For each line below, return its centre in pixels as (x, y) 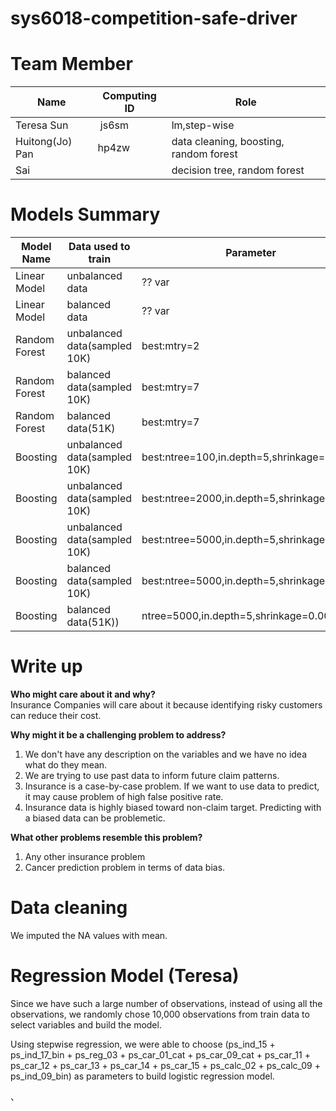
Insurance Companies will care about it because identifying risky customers (166, 705)
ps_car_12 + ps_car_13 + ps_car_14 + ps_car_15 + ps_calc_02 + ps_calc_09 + (165, 1065)
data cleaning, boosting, (228, 142)
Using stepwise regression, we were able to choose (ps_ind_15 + (143, 1044)
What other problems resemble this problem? (106, 837)
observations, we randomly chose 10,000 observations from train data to (160, 1014)
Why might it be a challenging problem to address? (118, 735)
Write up (46, 666)
